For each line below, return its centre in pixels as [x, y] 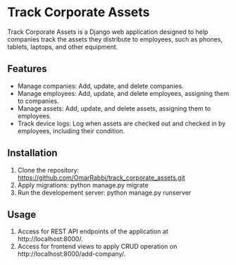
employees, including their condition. [71, 130]
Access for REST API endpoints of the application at [93, 232]
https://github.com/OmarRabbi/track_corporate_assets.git [101, 178]
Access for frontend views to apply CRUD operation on [97, 247]
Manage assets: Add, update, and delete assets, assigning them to [114, 108]
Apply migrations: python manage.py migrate [83, 185]
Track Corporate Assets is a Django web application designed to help [108, 32]
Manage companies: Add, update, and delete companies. [101, 86]
